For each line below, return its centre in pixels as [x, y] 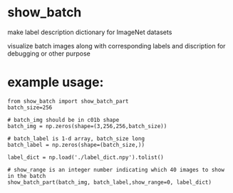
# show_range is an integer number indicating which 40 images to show [116, 169]
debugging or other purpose [49, 53]
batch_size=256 [30, 108]
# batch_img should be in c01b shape [63, 120]
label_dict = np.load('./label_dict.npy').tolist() [86, 157]
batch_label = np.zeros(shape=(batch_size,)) [76, 145]
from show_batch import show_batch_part [68, 101]
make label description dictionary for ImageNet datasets [90, 32]
